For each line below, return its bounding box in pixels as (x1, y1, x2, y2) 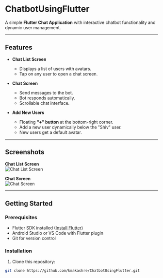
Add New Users (12, 110, 45, 115)
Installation (5, 247, 33, 254)
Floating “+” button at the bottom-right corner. (19, 119, 114, 125)
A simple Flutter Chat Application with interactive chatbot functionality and (5, 19, 156, 25)
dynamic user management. (5, 24, 61, 30)
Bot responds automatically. (19, 95, 75, 101)
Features (5, 43, 33, 52)
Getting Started (5, 199, 53, 207)
